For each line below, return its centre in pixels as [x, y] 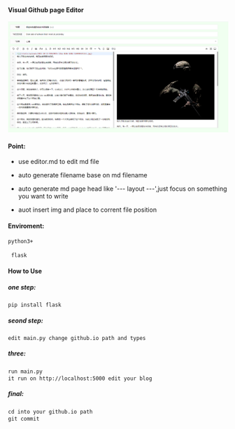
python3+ [21, 242]
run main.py [25, 372]
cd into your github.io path [50, 411]
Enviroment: [26, 226]
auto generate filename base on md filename [83, 175]
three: [17, 353]
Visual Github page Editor [46, 10]
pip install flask [35, 305]
